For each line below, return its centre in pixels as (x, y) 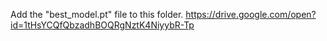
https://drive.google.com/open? (251, 14)
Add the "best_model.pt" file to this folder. (97, 14)
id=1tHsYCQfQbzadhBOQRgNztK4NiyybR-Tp (102, 25)
